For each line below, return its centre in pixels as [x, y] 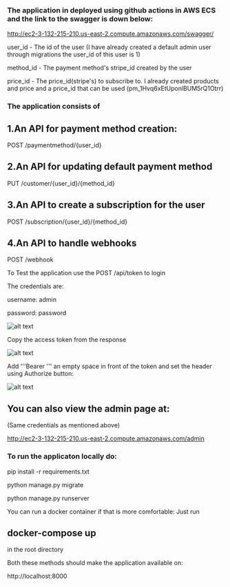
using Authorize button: [41, 374]
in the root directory [35, 550]
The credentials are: [35, 286]
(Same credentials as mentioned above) [64, 425]
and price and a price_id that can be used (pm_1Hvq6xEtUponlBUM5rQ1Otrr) [115, 89]
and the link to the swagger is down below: [80, 19]
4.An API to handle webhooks [72, 243]
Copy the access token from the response [67, 340]
